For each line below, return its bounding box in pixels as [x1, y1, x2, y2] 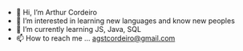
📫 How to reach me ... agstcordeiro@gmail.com [15, 33, 176, 43]
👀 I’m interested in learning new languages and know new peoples [15, 16, 235, 25]
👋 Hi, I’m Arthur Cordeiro [15, 8, 98, 17]
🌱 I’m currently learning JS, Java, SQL [15, 25, 142, 33]
